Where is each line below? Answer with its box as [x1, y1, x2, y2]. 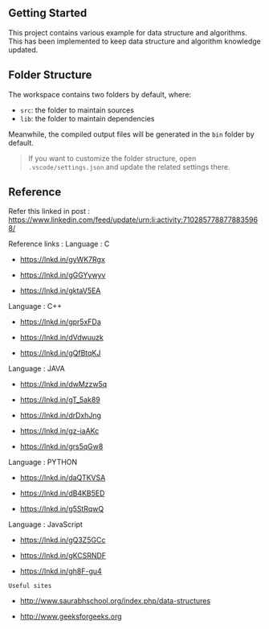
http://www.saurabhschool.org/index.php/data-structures [19, 596, 211, 606]
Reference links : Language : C [8, 239, 110, 249]
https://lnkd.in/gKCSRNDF [19, 551, 107, 561]
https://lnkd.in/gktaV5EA [19, 286, 101, 296]
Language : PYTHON [8, 458, 78, 467]
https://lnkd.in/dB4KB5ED [19, 488, 105, 498]
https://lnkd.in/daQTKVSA [19, 473, 106, 483]
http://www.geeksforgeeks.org [19, 611, 122, 622]
